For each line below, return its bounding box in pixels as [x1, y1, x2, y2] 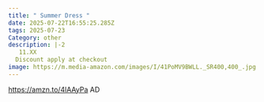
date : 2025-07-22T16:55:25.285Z [8, 19, 115, 27]
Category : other [8, 33, 62, 42]
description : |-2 [8, 41, 66, 49]
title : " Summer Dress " [8, 11, 90, 20]
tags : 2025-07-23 [8, 26, 66, 34]
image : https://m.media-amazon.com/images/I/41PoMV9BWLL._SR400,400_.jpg [8, 63, 257, 71]
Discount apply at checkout [15, 56, 108, 64]
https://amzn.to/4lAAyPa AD [8, 85, 100, 94]
